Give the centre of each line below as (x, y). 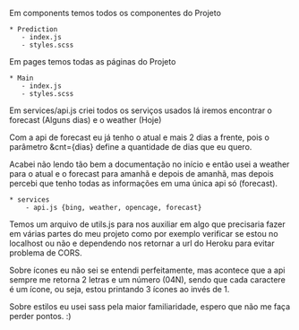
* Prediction (34, 30)
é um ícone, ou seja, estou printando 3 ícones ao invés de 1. (120, 289)
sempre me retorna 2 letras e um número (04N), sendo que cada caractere (148, 280)
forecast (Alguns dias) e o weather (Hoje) (85, 120)
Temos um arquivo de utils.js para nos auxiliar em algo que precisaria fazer (148, 224)
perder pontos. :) (40, 316)
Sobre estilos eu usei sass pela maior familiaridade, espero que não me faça (150, 307)
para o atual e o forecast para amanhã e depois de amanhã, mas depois (142, 174)
